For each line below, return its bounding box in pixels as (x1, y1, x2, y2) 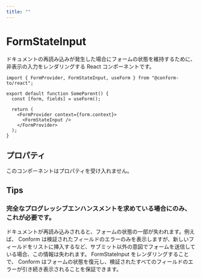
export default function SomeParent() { (6, 91, 110, 97)
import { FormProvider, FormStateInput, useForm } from (6, 74, 149, 81)
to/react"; (6, 80, 34, 86)
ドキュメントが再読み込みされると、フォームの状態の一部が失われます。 (6, 228, 185, 235)
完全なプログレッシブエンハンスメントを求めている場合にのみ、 (6, 204, 191, 213)
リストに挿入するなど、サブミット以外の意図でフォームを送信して (32, 243, 196, 250)
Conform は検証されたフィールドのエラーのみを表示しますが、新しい (17, 235, 190, 243)
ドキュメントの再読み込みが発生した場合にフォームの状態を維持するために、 (6, 55, 196, 62)
